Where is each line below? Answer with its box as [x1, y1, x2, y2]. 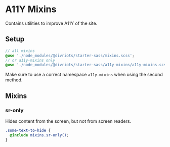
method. [5, 77, 23, 83]
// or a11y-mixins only [5, 58, 56, 63]
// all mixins [5, 48, 35, 54]
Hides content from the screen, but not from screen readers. [5, 118, 132, 124]
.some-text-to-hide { [5, 128, 51, 133]
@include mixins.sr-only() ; [10, 132, 69, 137]
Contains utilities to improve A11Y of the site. [5, 20, 98, 26]
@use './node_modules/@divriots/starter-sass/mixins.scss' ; [5, 53, 135, 58]
